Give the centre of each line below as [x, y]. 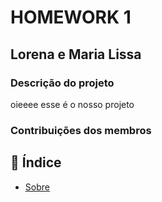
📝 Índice [36, 162]
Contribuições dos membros [81, 130]
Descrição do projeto [62, 83]
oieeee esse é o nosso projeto [72, 104]
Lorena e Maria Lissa [76, 54]
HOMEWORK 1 [71, 17]
